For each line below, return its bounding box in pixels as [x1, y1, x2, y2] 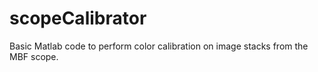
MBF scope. [9, 50, 59, 62]
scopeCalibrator [9, 7, 147, 30]
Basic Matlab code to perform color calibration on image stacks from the [9, 40, 309, 52]
